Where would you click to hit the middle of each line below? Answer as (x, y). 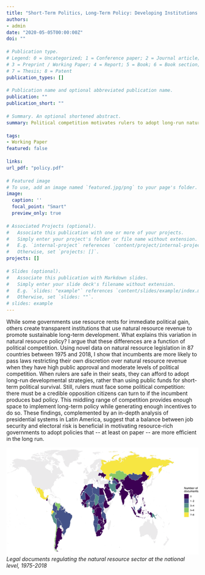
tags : (13, 136)
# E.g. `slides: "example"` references (60, 291)
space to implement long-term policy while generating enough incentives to (102, 406)
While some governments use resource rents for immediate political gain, (98, 322)
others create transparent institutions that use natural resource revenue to (99, 328)
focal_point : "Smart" (39, 207)
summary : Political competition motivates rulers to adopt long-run (95, 122)
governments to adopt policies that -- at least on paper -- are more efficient (102, 432)
